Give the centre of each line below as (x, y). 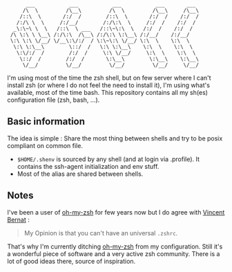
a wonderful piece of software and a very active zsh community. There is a (114, 253)
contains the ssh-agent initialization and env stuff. (88, 166)
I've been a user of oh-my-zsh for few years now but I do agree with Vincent (116, 212)
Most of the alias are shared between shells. (80, 174)
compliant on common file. (45, 145)
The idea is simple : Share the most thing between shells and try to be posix (115, 138)
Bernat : (18, 219)
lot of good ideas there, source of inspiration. (71, 261)
